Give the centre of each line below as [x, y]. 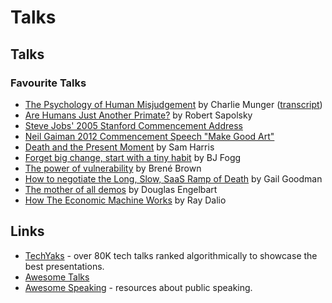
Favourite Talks [48, 83]
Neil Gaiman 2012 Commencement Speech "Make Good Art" [149, 136]
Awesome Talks [57, 277]
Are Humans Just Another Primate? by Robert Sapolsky [138, 115]
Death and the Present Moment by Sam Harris [119, 147]
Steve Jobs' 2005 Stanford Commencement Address [133, 125]
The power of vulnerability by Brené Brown [113, 168]
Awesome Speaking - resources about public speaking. [138, 287]
